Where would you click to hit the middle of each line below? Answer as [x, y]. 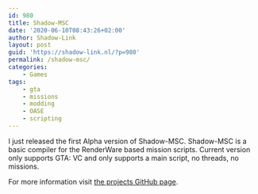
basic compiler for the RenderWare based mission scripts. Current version [129, 149]
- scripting [42, 119]
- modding [39, 104]
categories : [28, 67]
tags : [17, 82]
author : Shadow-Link [42, 38]
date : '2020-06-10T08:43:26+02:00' [67, 30]
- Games [35, 74]
